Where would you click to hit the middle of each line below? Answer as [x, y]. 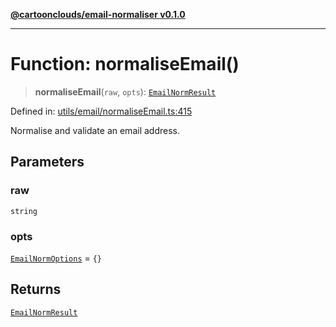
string [24, 211]
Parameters [47, 162]
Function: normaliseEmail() [125, 64]
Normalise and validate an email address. [95, 130]
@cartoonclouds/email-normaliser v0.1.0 [98, 14]
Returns [36, 289]
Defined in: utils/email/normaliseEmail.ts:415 [101, 111]
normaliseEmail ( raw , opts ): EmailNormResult [125, 91]
